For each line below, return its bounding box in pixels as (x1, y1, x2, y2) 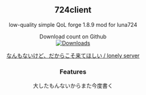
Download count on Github (40, 33, 106, 40)
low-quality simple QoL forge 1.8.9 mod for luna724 (9, 21, 137, 28)
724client (54, 5, 92, 15)
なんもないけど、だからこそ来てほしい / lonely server (6, 52, 140, 59)
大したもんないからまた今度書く (33, 82, 113, 90)
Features (60, 67, 86, 76)
